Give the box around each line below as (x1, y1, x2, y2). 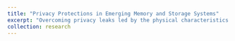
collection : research (7, 23, 71, 30)
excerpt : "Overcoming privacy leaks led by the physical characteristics (7, 17, 229, 24)
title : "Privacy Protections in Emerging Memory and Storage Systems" (7, 10, 219, 17)
